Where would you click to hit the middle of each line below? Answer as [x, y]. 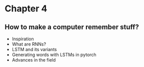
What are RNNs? [29, 44]
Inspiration [23, 39]
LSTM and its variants [34, 49]
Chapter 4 [26, 9]
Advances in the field [34, 60]
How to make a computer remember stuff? [72, 27]
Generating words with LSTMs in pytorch [54, 55]
